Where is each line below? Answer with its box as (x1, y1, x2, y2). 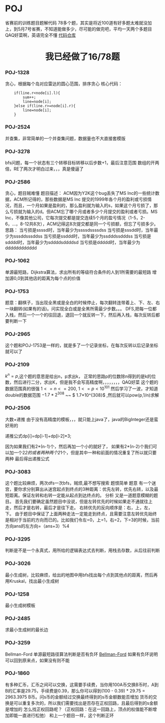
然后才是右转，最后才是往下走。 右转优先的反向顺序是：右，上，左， (13, 505, 153, 511)
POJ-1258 (5, 591, 29, 598)
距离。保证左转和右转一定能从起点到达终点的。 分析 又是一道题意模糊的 (9, 492, 154, 498)
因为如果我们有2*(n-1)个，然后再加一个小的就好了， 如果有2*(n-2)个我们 (5, 443, 153, 449)
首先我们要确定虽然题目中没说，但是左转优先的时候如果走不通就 (14, 499, 144, 505)
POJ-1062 (5, 257, 30, 264)
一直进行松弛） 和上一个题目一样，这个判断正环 (18, 712, 114, 718)
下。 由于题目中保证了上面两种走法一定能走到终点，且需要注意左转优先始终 (5, 511, 157, 517)
